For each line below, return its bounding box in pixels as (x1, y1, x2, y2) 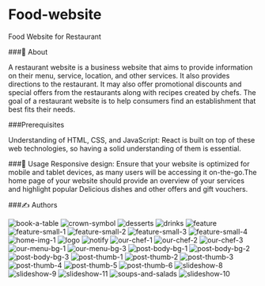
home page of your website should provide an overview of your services (8, 176, 245, 185)
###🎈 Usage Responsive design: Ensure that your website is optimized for (8, 158, 250, 168)
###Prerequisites (8, 120, 65, 129)
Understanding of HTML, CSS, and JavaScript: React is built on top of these (8, 135, 256, 144)
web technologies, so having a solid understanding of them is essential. (8, 143, 241, 153)
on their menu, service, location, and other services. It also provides (8, 71, 230, 80)
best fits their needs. (8, 105, 76, 114)
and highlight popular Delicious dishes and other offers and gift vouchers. (8, 184, 248, 193)
